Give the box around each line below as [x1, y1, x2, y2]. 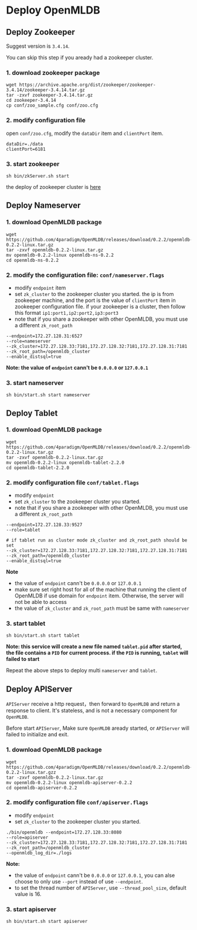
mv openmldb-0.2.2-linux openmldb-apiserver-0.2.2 [6, 779, 133, 786]
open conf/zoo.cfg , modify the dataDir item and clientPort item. [6, 129, 164, 137]
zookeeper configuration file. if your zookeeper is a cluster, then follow [14, 303, 186, 310]
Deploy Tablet [6, 408, 58, 418]
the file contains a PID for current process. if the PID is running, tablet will [6, 649, 189, 656]
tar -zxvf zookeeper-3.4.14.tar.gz [6, 92, 93, 98]
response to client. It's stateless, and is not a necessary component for [6, 707, 178, 714]
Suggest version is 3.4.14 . [6, 42, 70, 49]
